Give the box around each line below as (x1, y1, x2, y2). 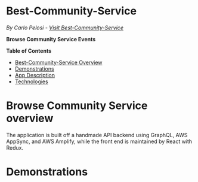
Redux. (6, 144, 24, 151)
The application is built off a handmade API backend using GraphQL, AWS (6, 131, 188, 138)
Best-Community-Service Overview (14, 59, 103, 66)
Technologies (14, 78, 49, 85)
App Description (14, 71, 55, 78)
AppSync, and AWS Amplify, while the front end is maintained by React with (6, 138, 193, 145)
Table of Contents (6, 47, 52, 54)
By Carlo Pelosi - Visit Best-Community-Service (6, 24, 124, 31)
